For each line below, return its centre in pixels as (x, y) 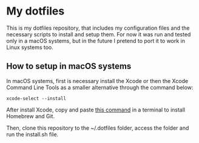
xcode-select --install (36, 98)
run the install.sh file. (32, 134)
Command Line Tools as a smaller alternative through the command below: (100, 87)
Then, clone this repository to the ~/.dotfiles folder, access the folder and (98, 128)
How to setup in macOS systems (69, 66)
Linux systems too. (30, 47)
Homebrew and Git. (31, 116)
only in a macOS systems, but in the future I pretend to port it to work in (96, 41)
